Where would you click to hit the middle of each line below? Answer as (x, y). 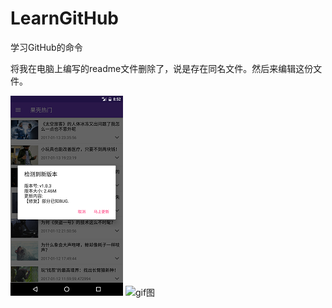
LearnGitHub (65, 18)
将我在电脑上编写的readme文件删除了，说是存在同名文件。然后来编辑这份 (162, 68)
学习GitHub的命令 (46, 47)
